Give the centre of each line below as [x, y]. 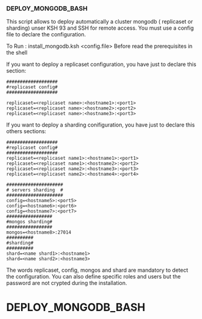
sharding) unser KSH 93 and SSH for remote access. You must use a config [100, 28]
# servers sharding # [35, 190]
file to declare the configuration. [46, 35]
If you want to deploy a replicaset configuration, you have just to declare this [101, 64]
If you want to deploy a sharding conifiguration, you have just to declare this [100, 125]
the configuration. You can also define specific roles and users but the [93, 277]
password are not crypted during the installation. [67, 283]
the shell [17, 53]
